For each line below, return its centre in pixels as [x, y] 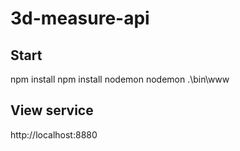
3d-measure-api [80, 18]
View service [52, 110]
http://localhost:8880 [54, 134]
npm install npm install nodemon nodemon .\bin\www [120, 79]
